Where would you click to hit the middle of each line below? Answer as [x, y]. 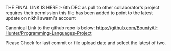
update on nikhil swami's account [41, 18]
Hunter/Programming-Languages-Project [48, 33]
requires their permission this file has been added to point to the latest [79, 13]
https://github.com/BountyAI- [127, 28]
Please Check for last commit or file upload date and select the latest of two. [86, 43]
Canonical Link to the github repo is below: [50, 28]
